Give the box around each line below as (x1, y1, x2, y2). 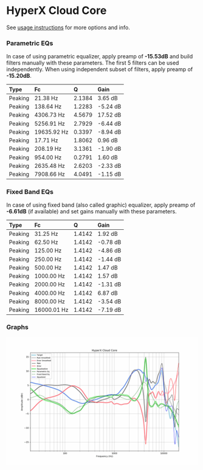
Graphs (6, 323, 29, 331)
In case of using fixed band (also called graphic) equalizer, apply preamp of (6, 201, 196, 209)
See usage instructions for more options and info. (6, 24, 131, 31)
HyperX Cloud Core (6, 4, 107, 18)
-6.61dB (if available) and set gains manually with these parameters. (6, 208, 177, 215)
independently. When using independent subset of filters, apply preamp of (6, 66, 193, 73)
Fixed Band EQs (6, 187, 53, 196)
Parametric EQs (6, 39, 53, 47)
